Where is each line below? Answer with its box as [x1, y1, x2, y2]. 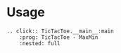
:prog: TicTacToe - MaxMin [19, 33, 98, 41]
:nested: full [19, 40, 60, 47]
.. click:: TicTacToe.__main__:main [6, 28, 114, 35]
